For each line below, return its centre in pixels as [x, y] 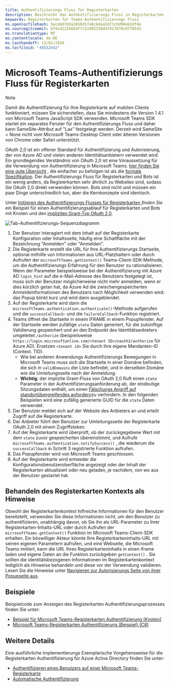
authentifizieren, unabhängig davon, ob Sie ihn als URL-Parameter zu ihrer [82, 522]
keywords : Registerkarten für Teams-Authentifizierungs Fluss [72, 19]
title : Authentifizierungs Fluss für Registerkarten [62, 10]
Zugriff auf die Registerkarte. [43, 416]
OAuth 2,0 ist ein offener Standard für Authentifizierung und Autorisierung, [83, 150]
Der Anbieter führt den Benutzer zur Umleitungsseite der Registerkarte [86, 421]
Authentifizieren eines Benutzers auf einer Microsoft [67, 668]
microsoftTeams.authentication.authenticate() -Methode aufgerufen [85, 308]
